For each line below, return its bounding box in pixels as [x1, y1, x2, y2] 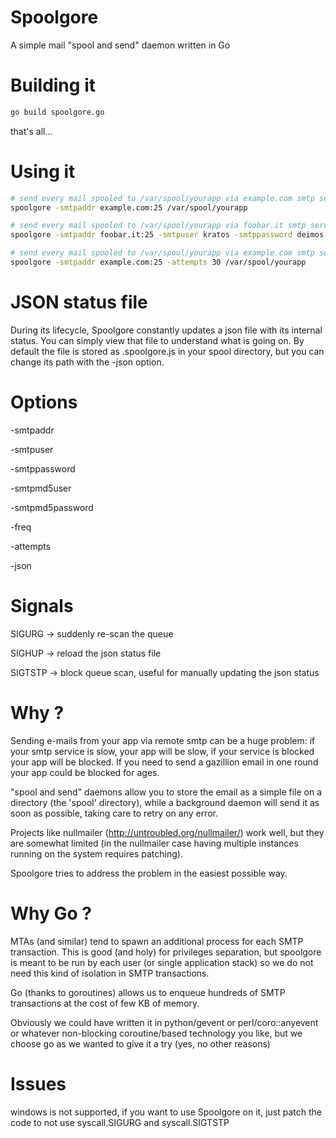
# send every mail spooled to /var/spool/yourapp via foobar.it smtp [10, 221, 307, 231]
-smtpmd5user [10, 482, 72, 494]
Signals [10, 595, 74, 617]
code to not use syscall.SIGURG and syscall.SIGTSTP [10, 1116, 230, 1128]
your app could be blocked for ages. [10, 766, 160, 778]
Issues [10, 1072, 67, 1095]
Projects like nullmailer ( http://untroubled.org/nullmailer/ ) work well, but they [10, 826, 325, 838]
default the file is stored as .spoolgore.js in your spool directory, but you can [10, 345, 325, 357]
